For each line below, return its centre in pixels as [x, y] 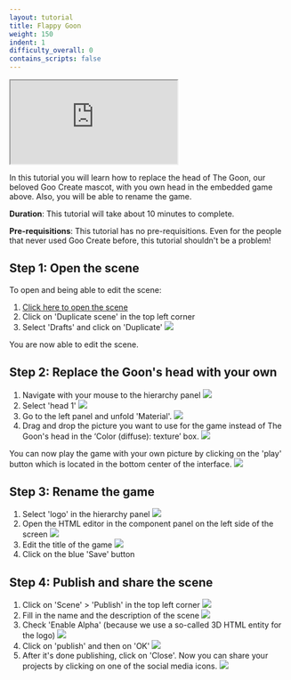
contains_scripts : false [55, 59]
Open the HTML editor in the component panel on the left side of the [148, 524]
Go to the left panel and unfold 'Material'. [97, 416]
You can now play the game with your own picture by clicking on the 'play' [145, 453]
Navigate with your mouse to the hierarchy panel [111, 395]
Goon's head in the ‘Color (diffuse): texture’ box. [110, 436]
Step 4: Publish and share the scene [111, 583]
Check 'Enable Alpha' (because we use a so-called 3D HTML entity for [152, 625]
